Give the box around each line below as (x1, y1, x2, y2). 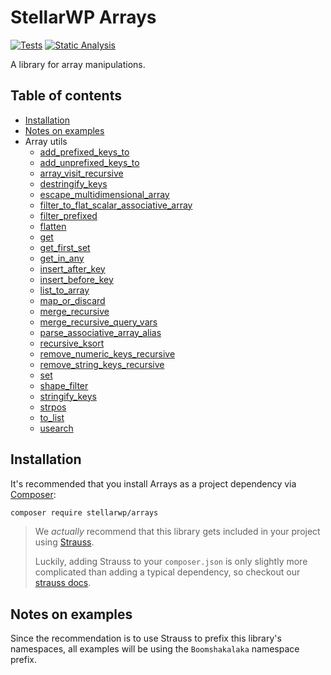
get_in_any (39, 252, 85, 264)
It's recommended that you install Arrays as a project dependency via (10, 477, 297, 490)
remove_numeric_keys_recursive (39, 347, 176, 360)
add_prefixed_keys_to (39, 146, 130, 158)
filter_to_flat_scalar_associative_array (39, 199, 193, 211)
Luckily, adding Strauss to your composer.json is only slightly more (34, 556, 308, 568)
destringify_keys (39, 177, 108, 190)
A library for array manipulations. (10, 58, 146, 70)
